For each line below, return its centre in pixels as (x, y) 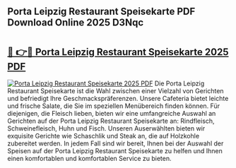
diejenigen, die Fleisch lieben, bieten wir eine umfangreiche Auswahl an (112, 113)
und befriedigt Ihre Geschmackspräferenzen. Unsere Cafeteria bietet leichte (118, 98)
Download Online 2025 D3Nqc (76, 23)
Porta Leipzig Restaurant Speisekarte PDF (101, 12)
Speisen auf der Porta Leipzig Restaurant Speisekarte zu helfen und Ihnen (115, 151)
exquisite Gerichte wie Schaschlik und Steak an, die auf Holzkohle (104, 136)
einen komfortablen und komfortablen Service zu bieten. (89, 158)
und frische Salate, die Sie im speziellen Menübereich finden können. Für (114, 106)
